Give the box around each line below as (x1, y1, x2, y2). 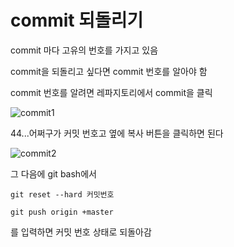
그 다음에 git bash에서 (10, 167, 97, 180)
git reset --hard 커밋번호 (10, 189, 115, 200)
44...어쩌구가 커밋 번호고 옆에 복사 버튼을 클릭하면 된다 (10, 127, 224, 139)
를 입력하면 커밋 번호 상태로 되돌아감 (10, 226, 152, 238)
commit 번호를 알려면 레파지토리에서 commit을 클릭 (10, 86, 213, 98)
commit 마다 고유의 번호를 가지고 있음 (10, 44, 159, 56)
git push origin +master (10, 207, 114, 217)
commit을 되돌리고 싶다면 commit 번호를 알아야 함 (10, 65, 208, 77)
